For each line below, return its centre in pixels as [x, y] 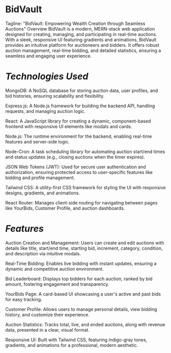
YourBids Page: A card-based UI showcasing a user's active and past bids [83, 294]
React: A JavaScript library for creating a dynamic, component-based [78, 121]
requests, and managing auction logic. [45, 111]
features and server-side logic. [38, 141]
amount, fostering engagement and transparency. [57, 284]
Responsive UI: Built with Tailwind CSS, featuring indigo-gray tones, [76, 340]
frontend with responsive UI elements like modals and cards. [69, 126]
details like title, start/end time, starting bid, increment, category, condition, [84, 248]
